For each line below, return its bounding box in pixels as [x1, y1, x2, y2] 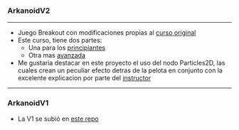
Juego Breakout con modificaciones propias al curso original [17, 28, 196, 37]
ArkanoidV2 [7, 6, 51, 16]
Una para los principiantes [28, 43, 105, 52]
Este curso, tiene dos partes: [17, 36, 102, 45]
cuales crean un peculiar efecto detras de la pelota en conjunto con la [17, 66, 223, 75]
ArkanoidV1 [7, 98, 49, 108]
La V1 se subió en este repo [17, 114, 99, 123]
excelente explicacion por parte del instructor [17, 74, 152, 82]
